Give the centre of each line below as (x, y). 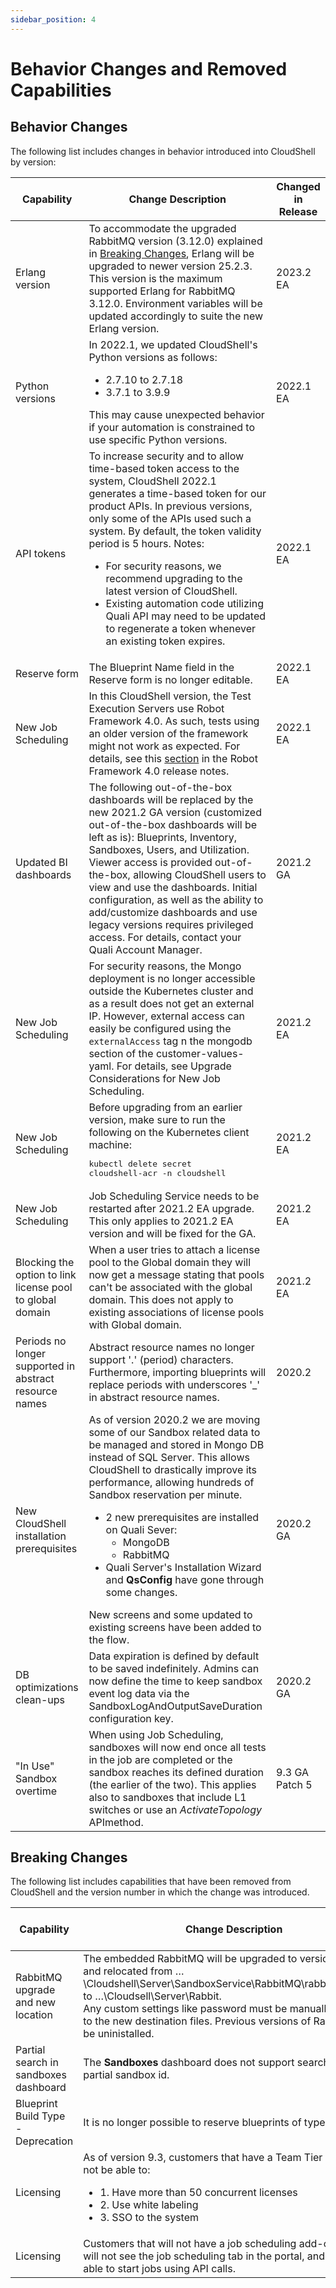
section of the (121, 1053)
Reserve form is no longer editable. (170, 679)
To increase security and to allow (166, 456)
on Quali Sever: (141, 1529)
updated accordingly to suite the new (176, 316)
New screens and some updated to (170, 1614)
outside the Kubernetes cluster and (171, 991)
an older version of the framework (168, 733)
